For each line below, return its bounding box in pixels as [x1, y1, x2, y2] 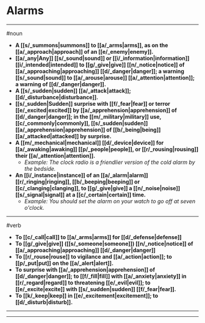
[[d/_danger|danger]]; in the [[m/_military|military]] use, [15, 113, 162, 120]
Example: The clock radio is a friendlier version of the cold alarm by [24, 158, 195, 166]
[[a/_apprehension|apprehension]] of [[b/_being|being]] [15, 126, 161, 133]
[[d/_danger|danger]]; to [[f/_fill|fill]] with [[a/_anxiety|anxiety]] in [15, 272, 187, 280]
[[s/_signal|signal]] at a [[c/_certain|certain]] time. [15, 191, 146, 198]
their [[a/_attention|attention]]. [15, 152, 96, 159]
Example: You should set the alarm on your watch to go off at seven [24, 197, 196, 205]
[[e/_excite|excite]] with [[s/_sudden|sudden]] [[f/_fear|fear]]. [15, 285, 176, 292]
